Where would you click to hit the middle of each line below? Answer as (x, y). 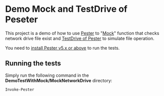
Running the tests (33, 63)
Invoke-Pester (20, 90)
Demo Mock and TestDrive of (66, 9)
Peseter (22, 19)
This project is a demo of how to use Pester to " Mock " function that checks (82, 33)
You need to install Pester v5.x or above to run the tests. (63, 48)
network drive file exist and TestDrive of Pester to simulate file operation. (80, 38)
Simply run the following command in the (47, 75)
